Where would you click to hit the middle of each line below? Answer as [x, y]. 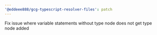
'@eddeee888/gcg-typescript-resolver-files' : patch [58, 9]
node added [17, 28]
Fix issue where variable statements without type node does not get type [78, 23]
